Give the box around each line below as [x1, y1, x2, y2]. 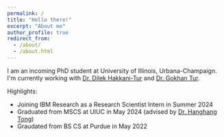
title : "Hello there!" [7, 16, 72, 23]
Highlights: [7, 87, 38, 95]
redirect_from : [7, 35, 51, 42]
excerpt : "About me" [7, 22, 66, 29]
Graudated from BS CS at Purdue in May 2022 [16, 122, 147, 130]
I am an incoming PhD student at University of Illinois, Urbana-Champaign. [7, 66, 217, 75]
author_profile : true [7, 29, 69, 36]
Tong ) [16, 115, 34, 123]
